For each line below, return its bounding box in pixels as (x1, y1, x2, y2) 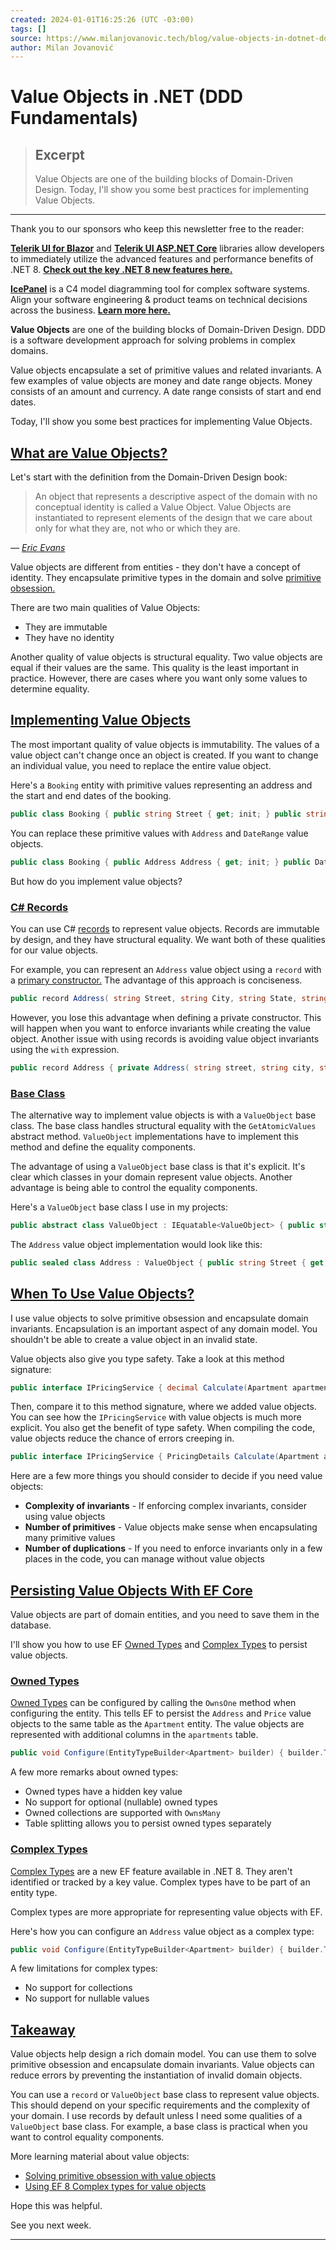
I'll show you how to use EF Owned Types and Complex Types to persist (10, 1639, 308, 1651)
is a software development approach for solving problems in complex (10, 334, 296, 346)
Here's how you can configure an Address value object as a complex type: (10, 1925, 315, 1937)
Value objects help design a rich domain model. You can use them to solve (10, 2048, 317, 2060)
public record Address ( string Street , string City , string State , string (10, 993, 329, 1003)
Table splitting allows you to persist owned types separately (24, 1817, 272, 1830)
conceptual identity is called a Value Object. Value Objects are (34, 501, 292, 513)
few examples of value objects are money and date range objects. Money (10, 375, 313, 387)
